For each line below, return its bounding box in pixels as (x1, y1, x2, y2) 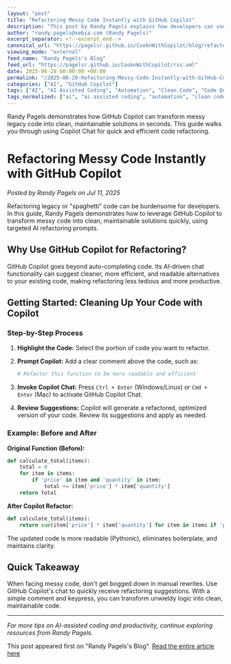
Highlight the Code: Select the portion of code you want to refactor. (16, 344, 210, 352)
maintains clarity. (7, 541, 56, 550)
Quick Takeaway (7, 561, 80, 573)
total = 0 (19, 463, 48, 471)
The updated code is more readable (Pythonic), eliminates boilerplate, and (7, 534, 218, 542)
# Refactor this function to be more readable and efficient (16, 370, 197, 378)
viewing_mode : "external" (7, 49, 81, 56)
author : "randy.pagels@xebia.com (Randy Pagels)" (7, 29, 153, 37)
